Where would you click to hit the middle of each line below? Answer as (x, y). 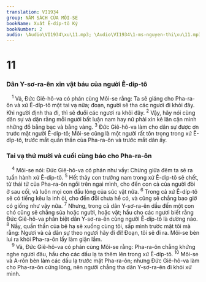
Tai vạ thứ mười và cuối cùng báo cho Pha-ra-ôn (79, 156)
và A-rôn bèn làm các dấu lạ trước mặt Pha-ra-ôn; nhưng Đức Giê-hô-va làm (103, 261)
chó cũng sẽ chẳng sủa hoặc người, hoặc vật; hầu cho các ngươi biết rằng (100, 212)
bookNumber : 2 (25, 29)
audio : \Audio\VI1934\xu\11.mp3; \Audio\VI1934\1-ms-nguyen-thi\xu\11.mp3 (104, 35)
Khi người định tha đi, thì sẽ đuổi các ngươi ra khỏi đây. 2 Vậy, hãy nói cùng (101, 112)
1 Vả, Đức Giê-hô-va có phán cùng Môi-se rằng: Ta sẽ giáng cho (93, 98)
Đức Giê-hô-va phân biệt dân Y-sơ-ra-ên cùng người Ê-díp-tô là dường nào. (102, 219)
